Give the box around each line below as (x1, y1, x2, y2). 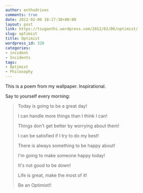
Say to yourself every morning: (5, 93, 70, 99)
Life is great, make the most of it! (17, 172, 87, 178)
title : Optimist (5, 36, 40, 41)
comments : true (5, 12, 38, 17)
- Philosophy (5, 69, 33, 75)
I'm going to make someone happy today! (17, 153, 106, 158)
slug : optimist (5, 31, 38, 36)
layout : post (5, 21, 33, 27)
